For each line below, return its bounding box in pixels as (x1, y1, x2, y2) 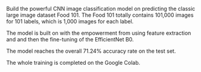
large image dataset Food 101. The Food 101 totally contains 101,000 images (6, 11, 194, 19)
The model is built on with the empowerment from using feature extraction (6, 29, 191, 37)
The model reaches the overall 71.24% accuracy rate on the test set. (6, 47, 176, 55)
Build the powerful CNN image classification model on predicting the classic (6, 5, 196, 12)
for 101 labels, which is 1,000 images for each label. (6, 18, 134, 25)
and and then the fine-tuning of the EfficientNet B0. (6, 36, 134, 43)
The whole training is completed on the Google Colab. (6, 59, 141, 66)
